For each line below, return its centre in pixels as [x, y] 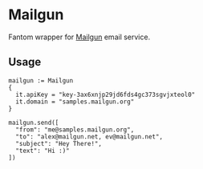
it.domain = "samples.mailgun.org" [75, 102]
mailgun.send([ [34, 123]
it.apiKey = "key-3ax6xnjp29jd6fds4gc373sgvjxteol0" [106, 95]
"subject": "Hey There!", [59, 143]
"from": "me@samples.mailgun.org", [75, 130]
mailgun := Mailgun [41, 80]
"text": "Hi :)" [43, 151]
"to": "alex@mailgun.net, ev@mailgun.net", [89, 137]
